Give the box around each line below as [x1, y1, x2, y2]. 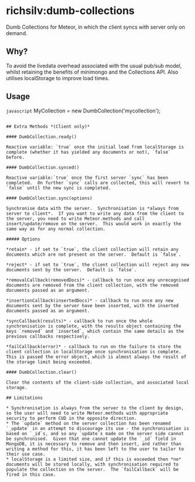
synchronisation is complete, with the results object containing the [6, 323, 182, 329]
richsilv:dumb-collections [6, 4, 135, 18]
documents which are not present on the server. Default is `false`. [6, 252, 182, 257]
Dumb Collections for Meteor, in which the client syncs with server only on [6, 23, 185, 30]
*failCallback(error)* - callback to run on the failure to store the [6, 343, 182, 349]
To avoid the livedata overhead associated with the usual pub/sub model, [6, 62, 182, 69]
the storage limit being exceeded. [6, 359, 93, 365]
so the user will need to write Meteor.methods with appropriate [6, 410, 168, 416]
